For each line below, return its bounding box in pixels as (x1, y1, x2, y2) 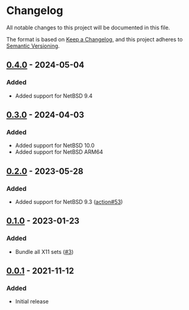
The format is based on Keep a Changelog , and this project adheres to (6, 35, 183, 43)
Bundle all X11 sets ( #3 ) (15, 248, 74, 255)
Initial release (15, 298, 49, 305)
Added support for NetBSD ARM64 (15, 148, 104, 156)
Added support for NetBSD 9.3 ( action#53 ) (15, 198, 123, 205)
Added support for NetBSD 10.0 (15, 142, 95, 150)
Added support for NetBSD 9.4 (15, 92, 93, 99)
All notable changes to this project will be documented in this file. (6, 24, 171, 31)
